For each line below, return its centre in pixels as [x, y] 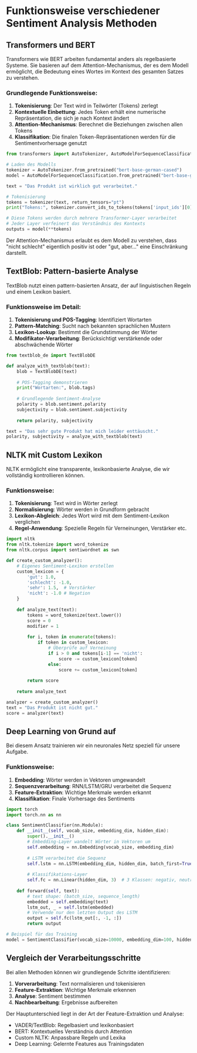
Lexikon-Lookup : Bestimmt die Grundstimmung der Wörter [86, 332]
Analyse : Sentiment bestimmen [53, 996]
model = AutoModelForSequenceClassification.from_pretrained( [84, 175]
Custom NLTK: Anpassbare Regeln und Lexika [70, 1037]
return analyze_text [42, 692]
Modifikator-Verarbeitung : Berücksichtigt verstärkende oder [89, 338]
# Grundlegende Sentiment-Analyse [59, 399]
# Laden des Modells [31, 165]
